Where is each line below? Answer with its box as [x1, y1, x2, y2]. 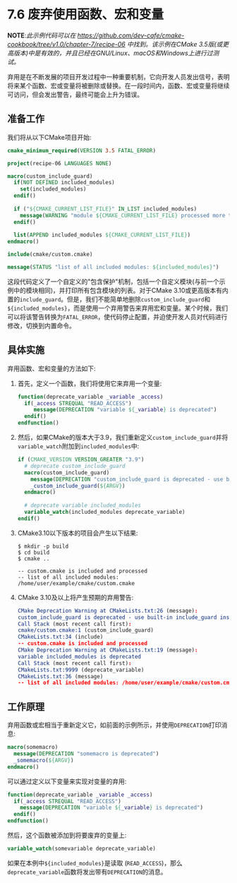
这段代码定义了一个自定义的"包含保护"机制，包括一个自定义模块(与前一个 [7, 277, 220, 286]
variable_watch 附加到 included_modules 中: [17, 442, 140, 450]
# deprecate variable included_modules [24, 502, 141, 509]
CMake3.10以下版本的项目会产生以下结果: [17, 529, 138, 537]
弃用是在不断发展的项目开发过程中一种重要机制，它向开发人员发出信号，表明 [7, 72, 230, 81]
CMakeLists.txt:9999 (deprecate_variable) [17, 666, 145, 673]
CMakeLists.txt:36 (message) [17, 673, 104, 680]
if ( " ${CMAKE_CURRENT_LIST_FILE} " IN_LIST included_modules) [13, 205, 197, 212]
